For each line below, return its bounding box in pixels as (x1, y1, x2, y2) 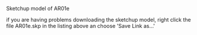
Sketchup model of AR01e (6, 5, 70, 12)
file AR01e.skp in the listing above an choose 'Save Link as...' (6, 23, 155, 29)
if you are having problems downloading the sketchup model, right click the (6, 16, 192, 23)
